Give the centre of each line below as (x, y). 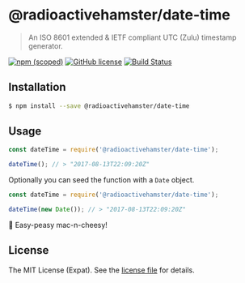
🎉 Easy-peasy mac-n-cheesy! (58, 225)
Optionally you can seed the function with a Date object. (101, 180)
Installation (37, 87)
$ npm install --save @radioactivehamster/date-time (99, 106)
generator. (45, 45)
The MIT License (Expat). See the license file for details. (102, 270)
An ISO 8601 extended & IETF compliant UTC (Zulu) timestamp (132, 37)
